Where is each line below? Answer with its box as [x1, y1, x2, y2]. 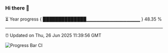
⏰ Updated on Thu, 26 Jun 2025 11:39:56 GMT [5, 32, 101, 38]
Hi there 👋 [5, 4, 30, 11]
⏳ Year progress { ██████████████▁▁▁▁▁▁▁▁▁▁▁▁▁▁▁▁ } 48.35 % [5, 16, 162, 22]
